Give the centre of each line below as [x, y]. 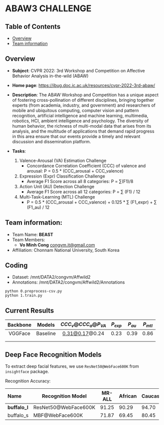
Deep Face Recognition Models [53, 354]
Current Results [30, 310]
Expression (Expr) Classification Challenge [62, 176]
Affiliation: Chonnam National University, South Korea [66, 250]
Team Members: [29, 240]
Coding [16, 265]
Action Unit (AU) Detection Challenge [57, 186]
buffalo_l [18, 407]
